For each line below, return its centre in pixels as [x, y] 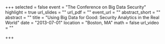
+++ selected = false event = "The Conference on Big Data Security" [76, 7]
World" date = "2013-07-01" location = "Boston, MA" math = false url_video [82, 22]
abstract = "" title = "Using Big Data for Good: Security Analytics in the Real [82, 17]
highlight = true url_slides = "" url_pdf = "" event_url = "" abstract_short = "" [83, 12]
